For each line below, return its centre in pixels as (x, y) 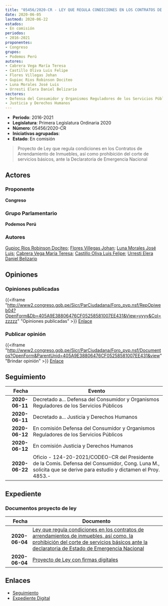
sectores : (15, 94)
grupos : (13, 52)
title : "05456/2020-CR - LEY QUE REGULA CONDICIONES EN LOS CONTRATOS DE (84, 10)
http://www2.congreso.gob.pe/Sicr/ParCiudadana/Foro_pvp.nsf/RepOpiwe (84, 305)
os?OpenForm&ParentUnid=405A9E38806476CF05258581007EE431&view (82, 356)
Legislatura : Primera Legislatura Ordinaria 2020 (62, 123)
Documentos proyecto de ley (41, 508)
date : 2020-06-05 (23, 15)
